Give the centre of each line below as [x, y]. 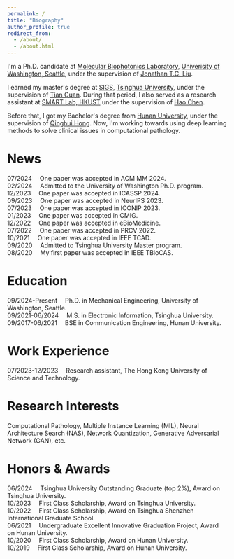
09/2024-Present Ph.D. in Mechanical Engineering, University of [103, 300]
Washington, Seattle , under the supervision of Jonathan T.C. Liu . [100, 74]
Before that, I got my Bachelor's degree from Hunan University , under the [112, 116]
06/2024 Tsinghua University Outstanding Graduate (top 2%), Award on [114, 488]
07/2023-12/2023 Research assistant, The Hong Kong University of [107, 370]
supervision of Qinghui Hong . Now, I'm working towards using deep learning [117, 123]
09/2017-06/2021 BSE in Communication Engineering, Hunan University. [114, 322]
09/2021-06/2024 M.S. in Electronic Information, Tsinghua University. [111, 315]
